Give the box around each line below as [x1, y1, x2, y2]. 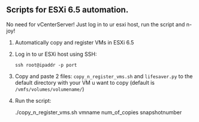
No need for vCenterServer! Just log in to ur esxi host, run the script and [6, 20, 185, 28]
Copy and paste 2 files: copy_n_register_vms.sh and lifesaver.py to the [14, 72, 193, 80]
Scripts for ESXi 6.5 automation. [6, 5, 129, 15]
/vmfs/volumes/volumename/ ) [14, 85, 85, 93]
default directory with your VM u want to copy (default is [14, 79, 155, 86]
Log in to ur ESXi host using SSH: [14, 50, 97, 58]
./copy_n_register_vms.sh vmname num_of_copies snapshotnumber [14, 108, 182, 116]
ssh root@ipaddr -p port [14, 62, 77, 68]
